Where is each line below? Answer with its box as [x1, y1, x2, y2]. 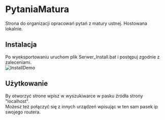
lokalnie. [5, 25, 23, 31]
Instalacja [5, 41, 37, 49]
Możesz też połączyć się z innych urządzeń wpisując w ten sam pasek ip [5, 103, 158, 109]
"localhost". [5, 98, 29, 104]
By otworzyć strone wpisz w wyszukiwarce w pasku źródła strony [5, 93, 143, 99]
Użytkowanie [5, 79, 48, 88]
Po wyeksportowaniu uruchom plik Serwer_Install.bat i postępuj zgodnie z [5, 54, 160, 60]
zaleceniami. [5, 59, 32, 65]
